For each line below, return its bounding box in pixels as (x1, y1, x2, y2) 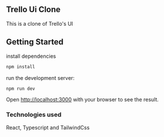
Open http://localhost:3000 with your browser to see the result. (6, 96, 159, 103)
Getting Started (6, 37, 64, 47)
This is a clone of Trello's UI (6, 20, 73, 27)
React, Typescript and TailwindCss (6, 124, 90, 131)
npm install (6, 64, 35, 69)
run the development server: (6, 74, 75, 81)
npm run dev (6, 86, 35, 92)
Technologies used (6, 111, 61, 119)
